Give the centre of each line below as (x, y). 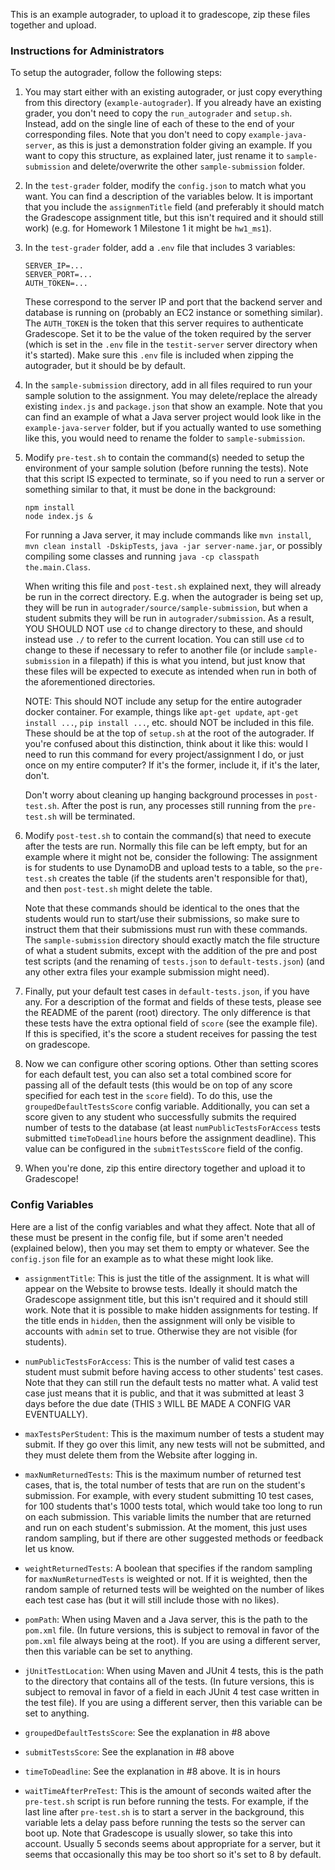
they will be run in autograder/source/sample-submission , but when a (166, 608)
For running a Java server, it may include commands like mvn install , (168, 535)
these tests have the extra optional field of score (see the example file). (171, 1023)
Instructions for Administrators (87, 51)
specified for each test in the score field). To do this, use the (148, 1096)
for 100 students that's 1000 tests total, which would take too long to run (173, 1506)
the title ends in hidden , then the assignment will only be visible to (160, 1320)
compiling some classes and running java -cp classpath (142, 556)
